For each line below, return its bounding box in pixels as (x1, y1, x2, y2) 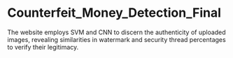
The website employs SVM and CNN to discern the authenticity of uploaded (7, 28, 226, 36)
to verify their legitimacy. (7, 43, 79, 51)
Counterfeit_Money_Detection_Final (7, 5, 222, 21)
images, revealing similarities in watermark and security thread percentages (7, 35, 226, 43)
